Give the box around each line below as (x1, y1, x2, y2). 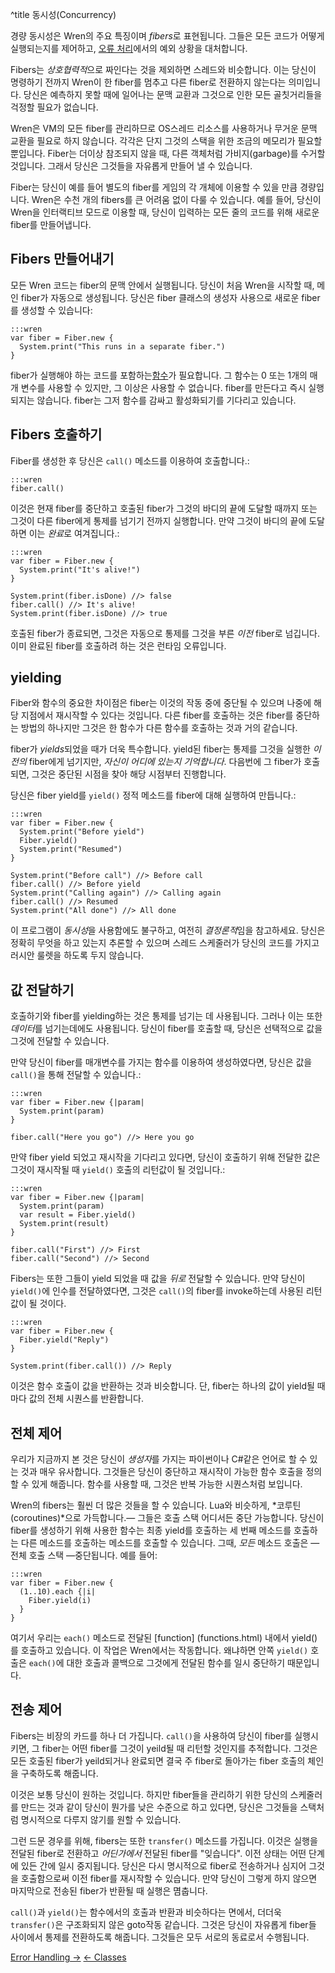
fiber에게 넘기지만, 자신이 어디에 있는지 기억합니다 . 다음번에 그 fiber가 (28, 756, 302, 768)
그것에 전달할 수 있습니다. (10, 1035, 110, 1047)
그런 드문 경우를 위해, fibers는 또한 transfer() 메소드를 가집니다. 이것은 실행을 (10, 1834, 318, 1847)
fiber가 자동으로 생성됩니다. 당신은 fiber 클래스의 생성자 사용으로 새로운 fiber (20, 291, 321, 303)
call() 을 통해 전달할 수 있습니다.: (10, 1069, 142, 1081)
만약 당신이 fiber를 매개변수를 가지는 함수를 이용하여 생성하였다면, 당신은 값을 (10, 1056, 313, 1068)
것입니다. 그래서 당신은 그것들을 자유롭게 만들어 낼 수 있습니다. (10, 160, 253, 172)
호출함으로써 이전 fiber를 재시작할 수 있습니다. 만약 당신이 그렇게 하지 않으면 (20, 1872, 318, 1884)
